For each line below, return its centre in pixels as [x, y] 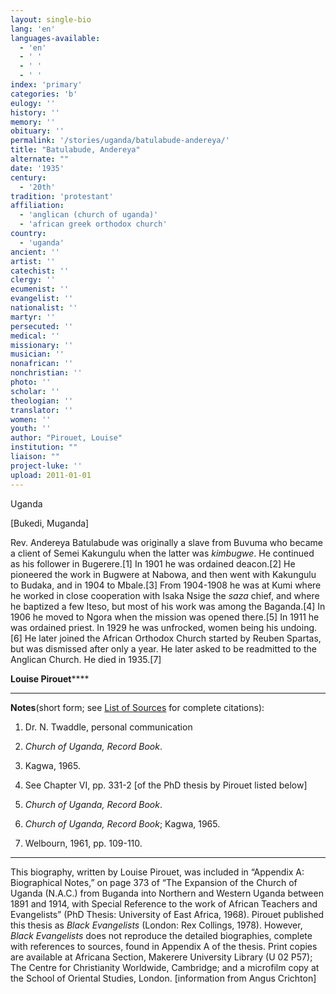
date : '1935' [37, 168]
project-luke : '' [46, 466]
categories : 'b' [44, 94]
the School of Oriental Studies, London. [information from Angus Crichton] [163, 978]
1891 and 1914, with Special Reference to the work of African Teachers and [164, 903]
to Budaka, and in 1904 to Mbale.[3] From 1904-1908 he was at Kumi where [166, 585]
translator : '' [42, 410]
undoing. [299, 627]
